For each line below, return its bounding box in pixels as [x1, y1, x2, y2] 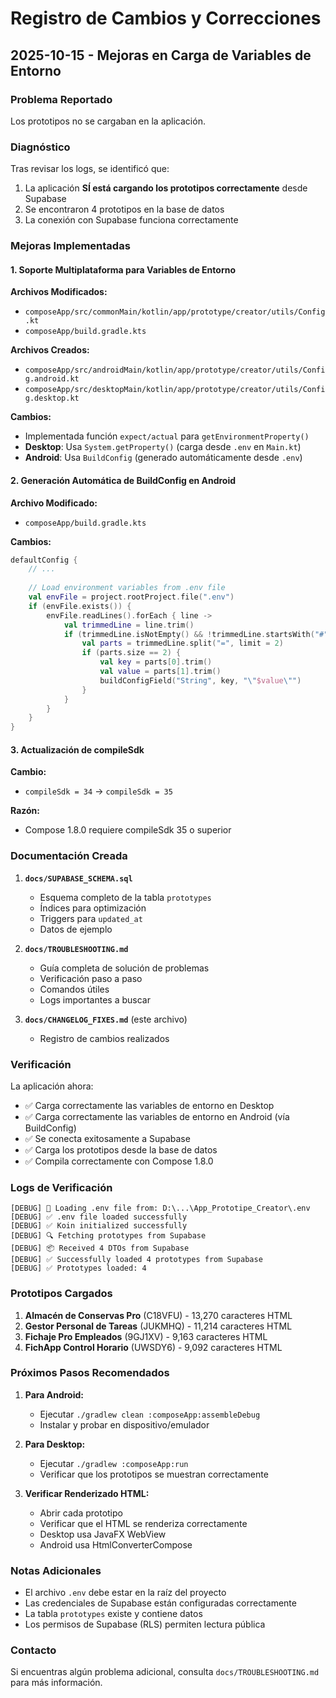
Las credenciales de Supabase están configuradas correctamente [24, 1597, 297, 1609]
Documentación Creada [10, 849, 128, 863]
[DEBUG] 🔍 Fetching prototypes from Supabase [10, 1231, 207, 1241]
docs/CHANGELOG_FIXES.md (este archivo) [24, 1013, 188, 1025]
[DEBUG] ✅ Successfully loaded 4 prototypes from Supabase [10, 1255, 263, 1265]
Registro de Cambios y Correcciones [10, 7, 322, 30]
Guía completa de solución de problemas [39, 962, 210, 974]
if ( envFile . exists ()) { [28, 601, 132, 611]
